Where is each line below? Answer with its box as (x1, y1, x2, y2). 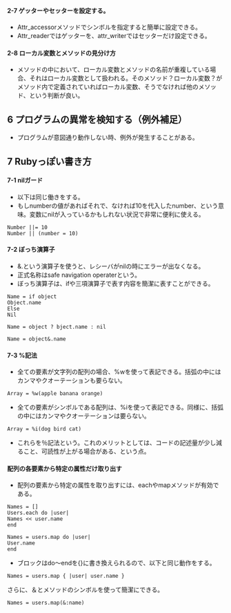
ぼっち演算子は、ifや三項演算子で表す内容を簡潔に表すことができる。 (17, 280, 215, 288)
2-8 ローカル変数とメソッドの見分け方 (7, 48, 116, 57)
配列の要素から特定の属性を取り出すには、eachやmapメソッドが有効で (17, 481, 219, 489)
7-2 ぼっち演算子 (7, 246, 55, 254)
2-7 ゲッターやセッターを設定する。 (7, 6, 110, 15)
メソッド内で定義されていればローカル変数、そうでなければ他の (17, 83, 199, 91)
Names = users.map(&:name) (7, 599, 85, 607)
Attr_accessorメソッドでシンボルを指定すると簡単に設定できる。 (17, 23, 202, 31)
